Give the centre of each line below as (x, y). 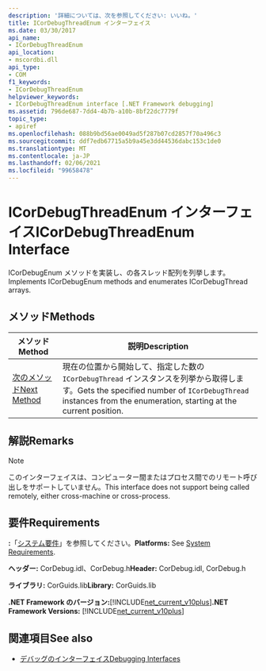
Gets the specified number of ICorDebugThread (163, 390)
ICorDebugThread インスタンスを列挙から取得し (149, 378)
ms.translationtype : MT (47, 148)
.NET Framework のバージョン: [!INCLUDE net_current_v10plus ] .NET (118, 602)
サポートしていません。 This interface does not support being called (139, 487)
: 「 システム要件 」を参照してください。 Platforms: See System (110, 543)
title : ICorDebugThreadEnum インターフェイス (80, 23)
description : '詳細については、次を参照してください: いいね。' (103, 15)
